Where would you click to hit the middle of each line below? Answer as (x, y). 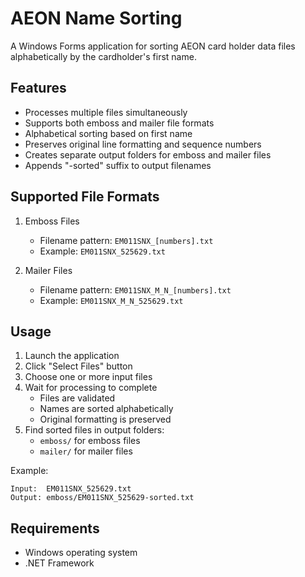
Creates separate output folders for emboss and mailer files (148, 154)
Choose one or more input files (88, 377)
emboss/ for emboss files (90, 441)
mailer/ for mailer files (86, 451)
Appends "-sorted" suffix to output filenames (118, 165)
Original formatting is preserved (105, 419)
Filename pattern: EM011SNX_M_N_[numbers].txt (135, 289)
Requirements (55, 528)
